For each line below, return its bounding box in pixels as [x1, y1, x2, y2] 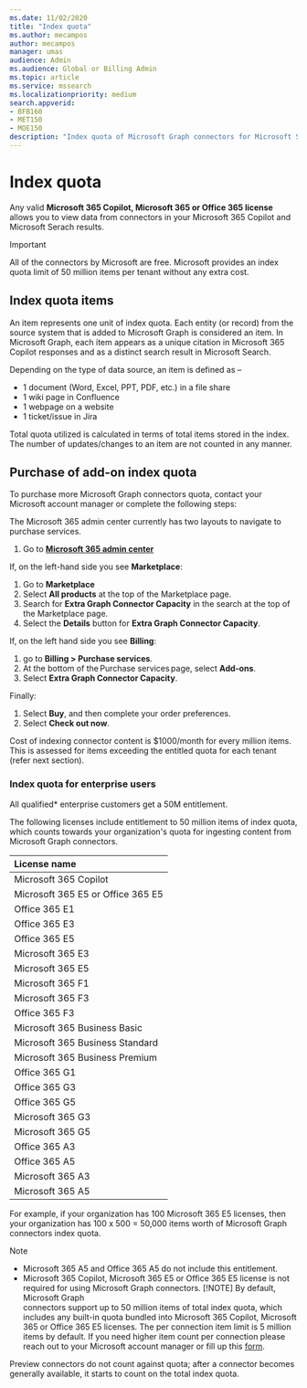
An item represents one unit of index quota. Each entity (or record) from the [9, 317, 294, 328]
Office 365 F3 [14, 1006, 75, 1019]
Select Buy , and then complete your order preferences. [22, 708, 231, 719]
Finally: [9, 691, 37, 702]
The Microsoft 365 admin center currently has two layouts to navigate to [9, 516, 281, 527]
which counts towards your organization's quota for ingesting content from [9, 826, 292, 837]
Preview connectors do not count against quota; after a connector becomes [9, 1358, 295, 1369]
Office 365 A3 [14, 1139, 76, 1152]
